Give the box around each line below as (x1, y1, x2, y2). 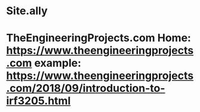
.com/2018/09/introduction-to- (6, 82, 165, 95)
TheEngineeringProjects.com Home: (6, 31, 191, 45)
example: (34, 56, 82, 70)
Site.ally (6, 4, 48, 18)
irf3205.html (6, 94, 71, 108)
